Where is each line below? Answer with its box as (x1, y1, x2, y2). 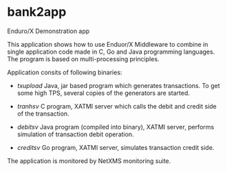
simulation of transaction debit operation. (17, 130, 134, 138)
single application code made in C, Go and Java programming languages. (7, 47, 215, 56)
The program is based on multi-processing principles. (7, 54, 160, 63)
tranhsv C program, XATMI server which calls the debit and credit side (17, 102, 217, 110)
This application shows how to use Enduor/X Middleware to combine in (7, 40, 208, 48)
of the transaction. (17, 109, 70, 118)
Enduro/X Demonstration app (7, 27, 90, 35)
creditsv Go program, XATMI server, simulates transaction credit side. (17, 143, 215, 151)
